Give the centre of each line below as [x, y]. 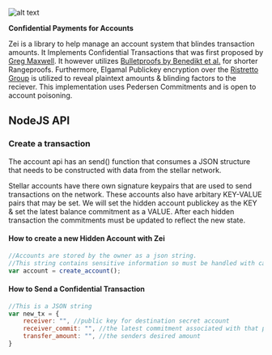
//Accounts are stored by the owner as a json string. [103, 256]
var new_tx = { [34, 314]
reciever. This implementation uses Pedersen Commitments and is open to [132, 87]
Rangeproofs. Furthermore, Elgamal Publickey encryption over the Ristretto [134, 70]
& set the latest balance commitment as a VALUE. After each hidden [121, 211]
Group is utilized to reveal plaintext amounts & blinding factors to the [122, 78]
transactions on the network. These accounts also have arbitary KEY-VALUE [136, 194]
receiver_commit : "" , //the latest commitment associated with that [141, 329]
